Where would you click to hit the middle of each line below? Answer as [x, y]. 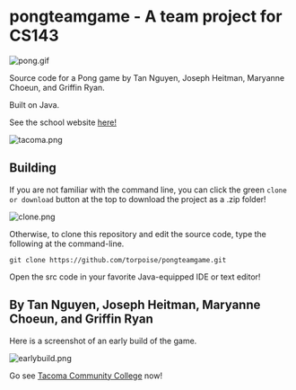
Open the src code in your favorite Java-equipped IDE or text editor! [135, 277]
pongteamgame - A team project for [146, 17]
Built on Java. [35, 104]
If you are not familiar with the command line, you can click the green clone [148, 190]
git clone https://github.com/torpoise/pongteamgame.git [118, 260]
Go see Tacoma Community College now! [86, 376]
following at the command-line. [67, 244]
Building [33, 168]
